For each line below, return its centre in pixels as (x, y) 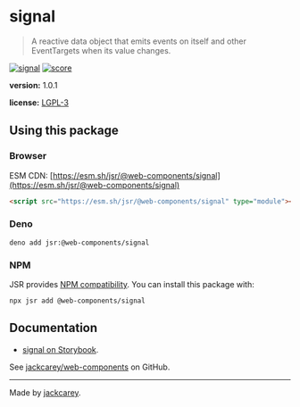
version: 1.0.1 (33, 85)
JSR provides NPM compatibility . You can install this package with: (132, 285)
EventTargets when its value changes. (101, 50)
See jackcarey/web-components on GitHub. (90, 367)
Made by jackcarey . (46, 392)
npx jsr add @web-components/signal (77, 301)
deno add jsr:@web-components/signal (79, 243)
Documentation (54, 328)
